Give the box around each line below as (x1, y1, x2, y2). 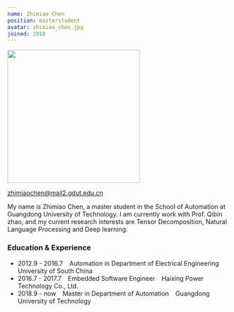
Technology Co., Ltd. (17, 282, 79, 290)
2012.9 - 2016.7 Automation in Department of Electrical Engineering (17, 259, 219, 267)
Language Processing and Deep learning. (7, 225, 129, 234)
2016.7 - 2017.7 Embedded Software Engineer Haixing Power (17, 274, 204, 282)
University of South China (17, 267, 93, 275)
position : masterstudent (7, 17, 81, 24)
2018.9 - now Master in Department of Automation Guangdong (17, 289, 210, 298)
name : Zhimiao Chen (7, 10, 65, 18)
